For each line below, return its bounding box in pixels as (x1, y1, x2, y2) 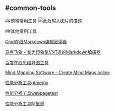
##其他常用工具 (5, 28, 37, 34)
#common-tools (5, 4, 56, 12)
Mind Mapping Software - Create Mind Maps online (5, 69, 110, 75)
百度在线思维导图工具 (5, 59, 49, 66)
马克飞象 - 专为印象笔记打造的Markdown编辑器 (5, 49, 101, 55)
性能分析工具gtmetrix (5, 79, 49, 85)
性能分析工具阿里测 (5, 101, 45, 107)
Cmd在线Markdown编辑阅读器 (5, 38, 67, 44)
